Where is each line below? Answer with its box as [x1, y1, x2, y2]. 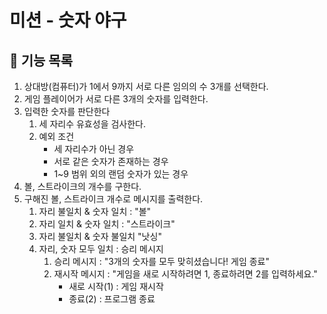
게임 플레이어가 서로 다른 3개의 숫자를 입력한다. [23, 93, 209, 105]
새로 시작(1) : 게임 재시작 [68, 281, 164, 292]
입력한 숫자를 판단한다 [23, 106, 111, 117]
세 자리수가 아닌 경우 [53, 143, 135, 155]
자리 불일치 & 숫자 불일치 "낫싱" [38, 231, 162, 242]
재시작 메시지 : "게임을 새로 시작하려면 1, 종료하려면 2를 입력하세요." [53, 268, 318, 280]
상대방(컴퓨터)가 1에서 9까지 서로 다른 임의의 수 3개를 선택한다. [23, 81, 269, 92]
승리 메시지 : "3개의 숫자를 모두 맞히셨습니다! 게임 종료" [53, 256, 270, 267]
